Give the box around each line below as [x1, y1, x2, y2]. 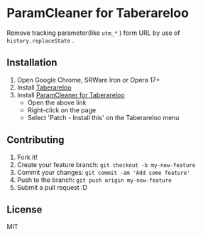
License [6, 203, 43, 215]
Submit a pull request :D [16, 183, 88, 191]
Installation [6, 57, 57, 69]
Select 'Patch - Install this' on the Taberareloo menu [27, 113, 180, 122]
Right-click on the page [27, 105, 97, 114]
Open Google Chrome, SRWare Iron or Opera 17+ [16, 75, 160, 84]
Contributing [6, 134, 65, 146]
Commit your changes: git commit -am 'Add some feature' [16, 168, 191, 176]
